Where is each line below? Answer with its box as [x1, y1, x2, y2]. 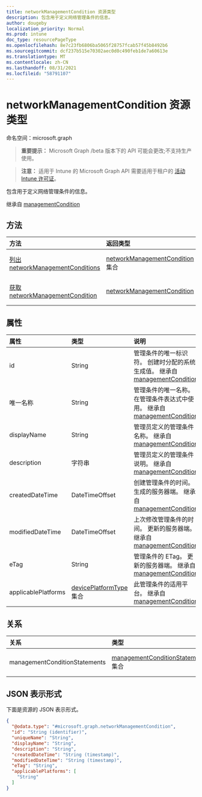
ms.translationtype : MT [6, 54, 66, 60]
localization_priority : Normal [6, 25, 85, 32]
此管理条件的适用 [133, 580, 182, 588]
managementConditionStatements [9, 658, 106, 666]
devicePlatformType [71, 583, 128, 592]
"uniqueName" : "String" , [11, 735, 74, 741]
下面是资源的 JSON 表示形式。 [6, 706, 82, 713]
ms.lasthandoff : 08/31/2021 [6, 64, 77, 71]
